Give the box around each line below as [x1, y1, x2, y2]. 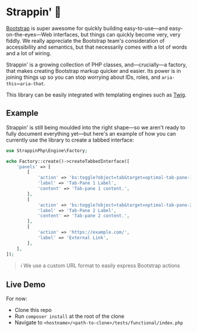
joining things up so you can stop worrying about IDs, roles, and [6, 73, 161, 81]
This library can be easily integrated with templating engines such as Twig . [6, 91, 186, 98]
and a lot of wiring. [6, 49, 52, 56]
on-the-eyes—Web [6, 31, 53, 38]
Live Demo [6, 279, 46, 290]
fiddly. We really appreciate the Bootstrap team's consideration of [6, 37, 165, 44]
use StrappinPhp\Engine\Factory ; [6, 147, 88, 153]
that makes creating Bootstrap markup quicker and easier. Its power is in [6, 67, 181, 74]
